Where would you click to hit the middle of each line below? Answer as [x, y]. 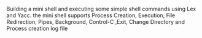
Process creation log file [37, 28]
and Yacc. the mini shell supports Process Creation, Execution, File [91, 15]
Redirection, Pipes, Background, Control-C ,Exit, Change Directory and [96, 22]
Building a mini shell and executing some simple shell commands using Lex [101, 9]
